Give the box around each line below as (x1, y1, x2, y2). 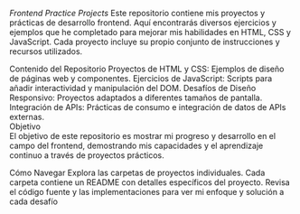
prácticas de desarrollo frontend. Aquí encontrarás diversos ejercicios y (9, 17, 277, 28)
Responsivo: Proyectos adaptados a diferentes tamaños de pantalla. (9, 92, 263, 103)
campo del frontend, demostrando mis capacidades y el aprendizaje (9, 140, 264, 151)
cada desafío (9, 196, 59, 207)
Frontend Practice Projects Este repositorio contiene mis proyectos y (9, 8, 266, 18)
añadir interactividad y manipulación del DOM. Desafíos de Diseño (9, 83, 257, 93)
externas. (9, 112, 45, 122)
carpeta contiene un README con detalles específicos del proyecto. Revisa (9, 177, 291, 188)
